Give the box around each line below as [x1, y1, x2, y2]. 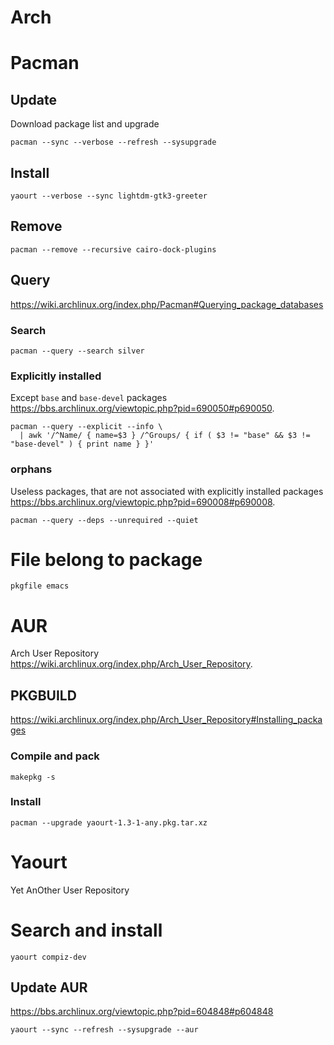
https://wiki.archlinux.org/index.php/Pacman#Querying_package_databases [10, 298, 324, 310]
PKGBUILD [10, 687, 77, 704]
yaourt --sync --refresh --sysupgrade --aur [10, 1025, 199, 1035]
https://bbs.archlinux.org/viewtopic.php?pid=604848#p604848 [10, 1006, 274, 1018]
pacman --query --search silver [10, 346, 145, 356]
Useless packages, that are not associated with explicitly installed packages [10, 485, 324, 497]
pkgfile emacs [10, 581, 70, 591]
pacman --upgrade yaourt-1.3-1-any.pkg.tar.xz [10, 817, 208, 828]
